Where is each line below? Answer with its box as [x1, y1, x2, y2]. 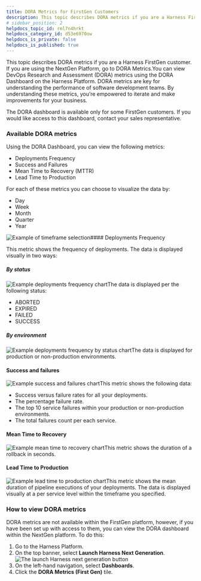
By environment [6, 331, 47, 339]
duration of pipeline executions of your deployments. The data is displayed [6, 483, 190, 491]
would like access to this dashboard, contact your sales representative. [6, 114, 182, 121]
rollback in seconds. [6, 450, 56, 458]
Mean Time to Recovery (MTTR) [14, 168, 95, 175]
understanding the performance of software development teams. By [6, 84, 175, 91]
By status [6, 266, 31, 273]
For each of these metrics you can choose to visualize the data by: [6, 185, 170, 193]
